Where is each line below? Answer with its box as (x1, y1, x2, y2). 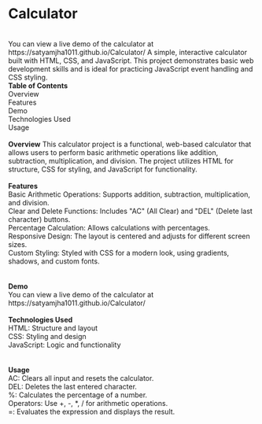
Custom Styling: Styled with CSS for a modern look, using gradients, (8, 248, 230, 257)
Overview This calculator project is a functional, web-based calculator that (8, 139, 252, 149)
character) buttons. (8, 214, 71, 224)
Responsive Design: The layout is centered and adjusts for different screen (8, 231, 250, 241)
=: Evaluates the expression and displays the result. (8, 407, 175, 416)
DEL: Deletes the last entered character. (8, 382, 138, 391)
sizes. (8, 239, 28, 249)
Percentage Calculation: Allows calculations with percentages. (8, 223, 211, 232)
